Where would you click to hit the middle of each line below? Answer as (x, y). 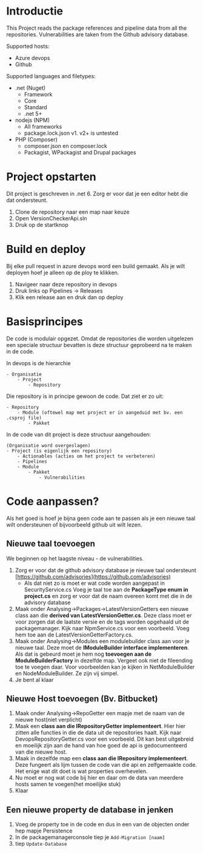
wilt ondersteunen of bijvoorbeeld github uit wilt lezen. (74, 524)
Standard (35, 107)
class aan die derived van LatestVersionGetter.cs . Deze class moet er (103, 615)
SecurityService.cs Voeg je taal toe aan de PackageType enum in (106, 589)
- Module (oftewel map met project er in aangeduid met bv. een (100, 413)
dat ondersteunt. (27, 200)
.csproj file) (24, 418)
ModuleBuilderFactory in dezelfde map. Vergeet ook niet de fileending (104, 660)
